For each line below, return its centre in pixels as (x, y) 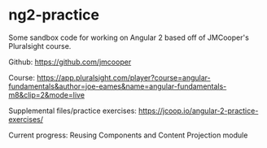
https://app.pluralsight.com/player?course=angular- (123, 77)
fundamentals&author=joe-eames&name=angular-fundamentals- (118, 86)
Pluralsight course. (40, 46)
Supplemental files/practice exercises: (72, 111)
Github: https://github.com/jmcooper (70, 62)
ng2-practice (54, 15)
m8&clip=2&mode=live (47, 94)
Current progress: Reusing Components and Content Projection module (128, 135)
